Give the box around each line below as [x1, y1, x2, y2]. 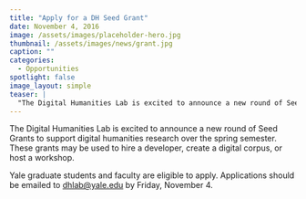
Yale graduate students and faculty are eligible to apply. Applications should [9, 170, 295, 181]
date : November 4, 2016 [9, 22, 100, 31]
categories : [9, 56, 55, 65]
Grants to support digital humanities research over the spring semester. [9, 133, 278, 144]
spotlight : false [9, 73, 76, 82]
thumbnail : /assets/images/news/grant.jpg [9, 38, 173, 48]
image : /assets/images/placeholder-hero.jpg [9, 30, 181, 39]
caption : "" [9, 47, 55, 57]
